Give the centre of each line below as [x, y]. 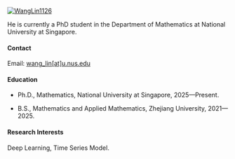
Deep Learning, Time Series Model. [59, 148]
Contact [19, 48]
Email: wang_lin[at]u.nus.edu [49, 64]
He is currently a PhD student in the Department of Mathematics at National [116, 24]
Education [22, 79]
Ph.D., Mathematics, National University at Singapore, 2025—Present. [118, 95]
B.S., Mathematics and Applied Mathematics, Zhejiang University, [112, 109]
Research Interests [35, 132]
